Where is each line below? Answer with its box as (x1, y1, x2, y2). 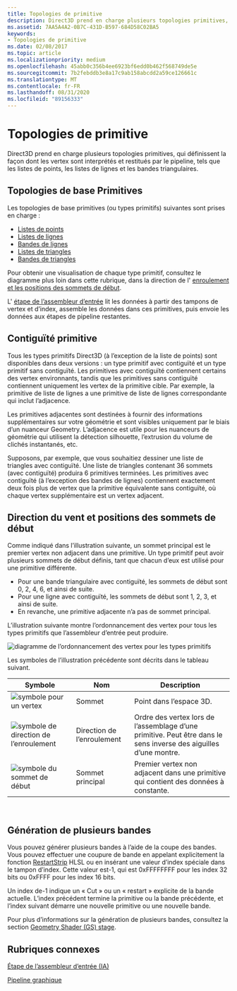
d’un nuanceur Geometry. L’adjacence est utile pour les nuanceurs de (7, 425, 209, 433)
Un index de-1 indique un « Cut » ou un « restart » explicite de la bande (7, 887, 214, 895)
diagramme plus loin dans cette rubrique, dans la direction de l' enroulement (7, 276, 229, 284)
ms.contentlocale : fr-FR (7, 83, 80, 90)
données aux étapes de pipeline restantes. (7, 312, 131, 320)
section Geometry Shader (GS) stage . (7, 923, 116, 932)
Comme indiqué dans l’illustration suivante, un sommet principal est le (7, 541, 211, 550)
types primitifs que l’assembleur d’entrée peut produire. (7, 629, 169, 637)
